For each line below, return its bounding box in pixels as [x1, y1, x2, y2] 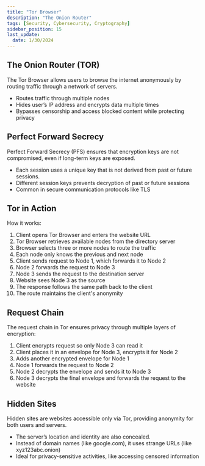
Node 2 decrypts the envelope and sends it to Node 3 [15, 368, 151, 376]
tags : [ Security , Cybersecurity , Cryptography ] [7, 20, 131, 26]
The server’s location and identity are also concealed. [15, 433, 151, 440]
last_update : [7, 32, 40, 38]
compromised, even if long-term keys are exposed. [7, 154, 136, 162]
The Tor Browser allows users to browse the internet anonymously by [7, 76, 182, 83]
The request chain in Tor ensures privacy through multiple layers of [7, 324, 176, 331]
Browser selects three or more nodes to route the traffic [15, 244, 156, 252]
